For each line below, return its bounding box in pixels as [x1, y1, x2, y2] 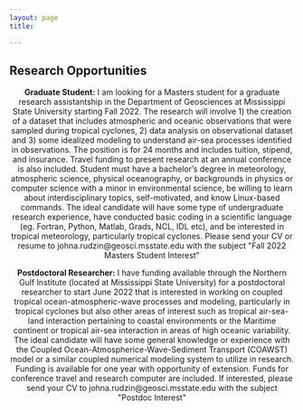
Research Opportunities [9, 62, 147, 78]
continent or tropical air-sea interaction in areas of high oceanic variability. [13, 325, 291, 336]
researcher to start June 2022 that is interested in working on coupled [21, 286, 283, 298]
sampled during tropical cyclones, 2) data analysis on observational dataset [11, 126, 293, 136]
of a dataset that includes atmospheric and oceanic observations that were [12, 116, 292, 126]
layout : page [9, 13, 59, 23]
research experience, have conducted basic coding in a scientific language [12, 211, 292, 222]
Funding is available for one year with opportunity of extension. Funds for [14, 363, 289, 375]
